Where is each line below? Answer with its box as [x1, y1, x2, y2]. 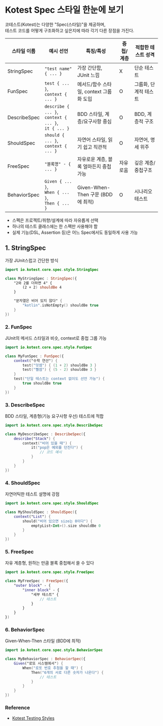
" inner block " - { [22, 588, 60, 592]
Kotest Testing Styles [12, 715, 55, 721]
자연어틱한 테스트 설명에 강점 [5, 491, 60, 497]
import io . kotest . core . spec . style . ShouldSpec [5, 501, 98, 506]
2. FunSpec [5, 324, 33, 330]
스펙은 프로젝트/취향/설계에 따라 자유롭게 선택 [12, 217, 98, 223]
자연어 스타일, [77, 136, 107, 143]
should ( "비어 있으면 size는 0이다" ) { [22, 518, 93, 524]
